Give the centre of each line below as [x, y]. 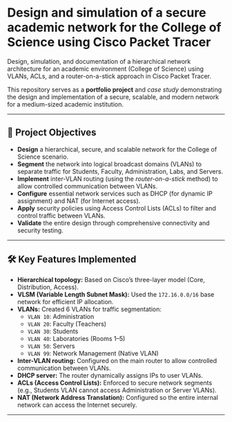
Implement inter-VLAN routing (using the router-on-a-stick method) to [117, 179]
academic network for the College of [114, 27]
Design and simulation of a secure [107, 13]
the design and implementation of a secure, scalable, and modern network [113, 97]
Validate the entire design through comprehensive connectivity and [113, 222]
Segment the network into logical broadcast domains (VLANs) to [109, 164]
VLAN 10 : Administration [61, 316]
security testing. [40, 230]
